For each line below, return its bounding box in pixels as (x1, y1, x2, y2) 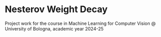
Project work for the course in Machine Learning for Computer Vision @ (5, 20, 156, 26)
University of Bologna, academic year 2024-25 (5, 25, 104, 31)
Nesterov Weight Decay (5, 4, 108, 15)
